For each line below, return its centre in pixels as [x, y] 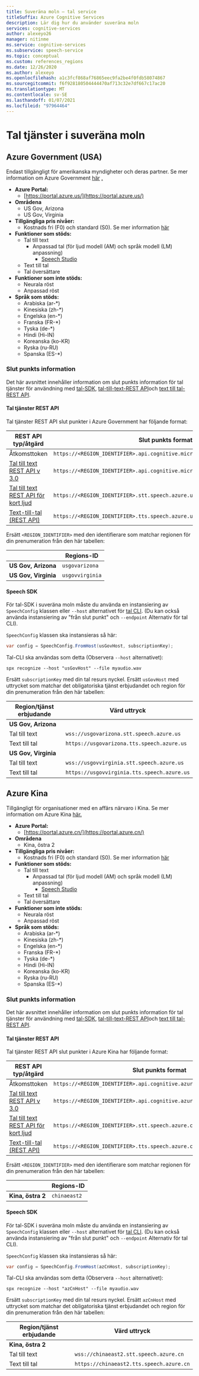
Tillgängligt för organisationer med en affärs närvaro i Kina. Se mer [87, 808]
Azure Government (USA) [54, 157]
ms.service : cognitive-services [46, 45]
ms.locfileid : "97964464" [38, 106]
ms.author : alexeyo [30, 73]
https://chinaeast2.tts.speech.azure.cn [132, 1364]
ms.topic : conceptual [33, 56]
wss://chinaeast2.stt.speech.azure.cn [129, 1354]
